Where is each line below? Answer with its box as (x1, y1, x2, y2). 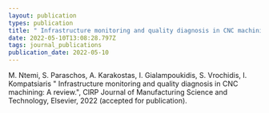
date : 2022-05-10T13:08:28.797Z (8, 33, 116, 42)
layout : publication (8, 11, 78, 20)
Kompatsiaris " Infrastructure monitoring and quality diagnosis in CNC (8, 79, 239, 88)
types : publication (8, 19, 74, 27)
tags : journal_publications (8, 41, 102, 49)
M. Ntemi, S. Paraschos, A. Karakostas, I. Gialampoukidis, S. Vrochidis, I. (8, 71, 247, 80)
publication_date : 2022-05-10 (8, 49, 110, 56)
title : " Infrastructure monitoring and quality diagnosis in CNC (8, 26, 235, 34)
